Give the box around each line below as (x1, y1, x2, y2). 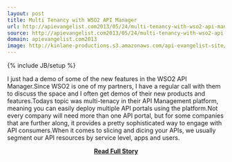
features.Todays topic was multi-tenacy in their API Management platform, (7, 97, 219, 105)
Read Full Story (93, 147, 139, 155)
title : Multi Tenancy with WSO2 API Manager (7, 17, 137, 24)
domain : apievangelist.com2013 (7, 36, 97, 43)
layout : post (7, 10, 45, 17)
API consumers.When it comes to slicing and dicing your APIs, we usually (7, 126, 216, 134)
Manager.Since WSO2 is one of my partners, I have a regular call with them (7, 82, 221, 90)
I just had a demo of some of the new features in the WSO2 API (7, 75, 187, 83)
